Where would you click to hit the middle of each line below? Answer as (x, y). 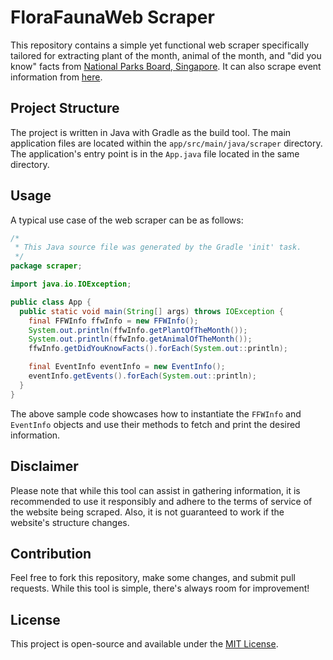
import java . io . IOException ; (71, 284)
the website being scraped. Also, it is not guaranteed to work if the (147, 512)
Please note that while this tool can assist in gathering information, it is (155, 490)
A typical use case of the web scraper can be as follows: (127, 220)
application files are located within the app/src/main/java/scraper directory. (166, 143)
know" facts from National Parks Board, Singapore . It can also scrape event (166, 66)
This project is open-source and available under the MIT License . (144, 644)
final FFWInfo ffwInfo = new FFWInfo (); (113, 321)
